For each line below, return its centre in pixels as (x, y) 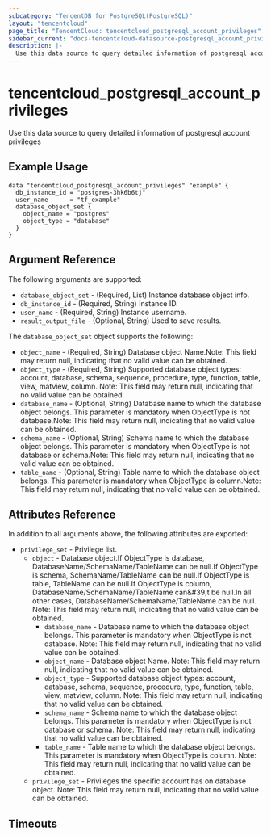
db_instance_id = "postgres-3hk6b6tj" (81, 192)
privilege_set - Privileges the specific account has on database (139, 781)
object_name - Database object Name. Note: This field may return (152, 661)
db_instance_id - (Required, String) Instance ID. (99, 303)
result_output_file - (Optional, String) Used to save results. (121, 321)
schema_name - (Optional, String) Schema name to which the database (135, 438)
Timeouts (33, 823)
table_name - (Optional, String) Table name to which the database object (140, 472)
